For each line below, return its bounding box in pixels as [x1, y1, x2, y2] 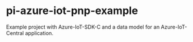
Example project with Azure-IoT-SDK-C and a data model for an [6, 23, 160, 30]
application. [25, 29, 54, 36]
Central [6, 29, 24, 36]
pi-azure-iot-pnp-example [6, 4, 138, 17]
